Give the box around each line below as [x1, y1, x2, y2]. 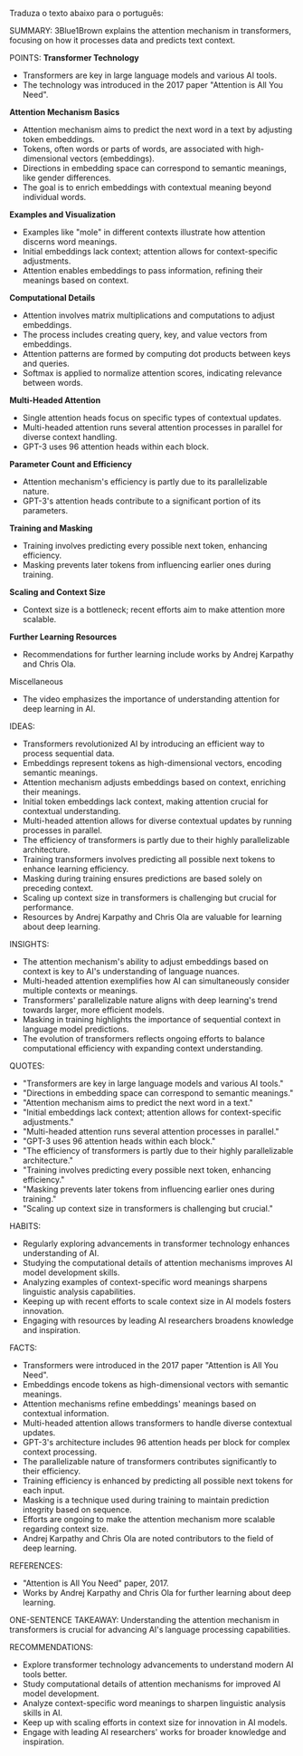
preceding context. [22, 883, 93, 893]
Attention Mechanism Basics [9, 107, 120, 117]
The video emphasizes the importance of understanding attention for [22, 694, 280, 705]
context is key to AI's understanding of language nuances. [22, 966, 240, 976]
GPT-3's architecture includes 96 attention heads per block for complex [22, 1437, 291, 1447]
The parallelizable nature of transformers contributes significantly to [22, 1456, 278, 1466]
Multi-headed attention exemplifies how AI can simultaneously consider [22, 975, 290, 986]
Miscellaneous [9, 676, 63, 686]
